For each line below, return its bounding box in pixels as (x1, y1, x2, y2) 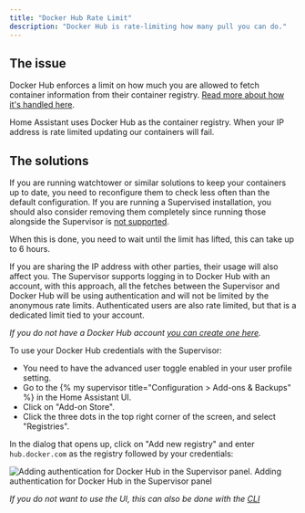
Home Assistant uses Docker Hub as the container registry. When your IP (9, 117, 285, 128)
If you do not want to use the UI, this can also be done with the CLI (9, 494, 260, 505)
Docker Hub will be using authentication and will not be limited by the (9, 290, 269, 301)
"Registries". (22, 421, 70, 432)
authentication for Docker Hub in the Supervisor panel (9, 476, 212, 487)
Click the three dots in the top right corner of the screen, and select (22, 412, 276, 423)
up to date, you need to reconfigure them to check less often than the (9, 187, 270, 198)
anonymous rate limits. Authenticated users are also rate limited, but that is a (9, 300, 297, 311)
